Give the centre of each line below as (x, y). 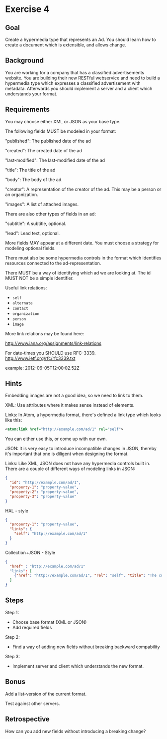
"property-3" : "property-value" (43, 496)
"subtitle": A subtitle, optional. (36, 224)
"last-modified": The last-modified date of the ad (55, 160)
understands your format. (31, 94)
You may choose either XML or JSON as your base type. (63, 121)
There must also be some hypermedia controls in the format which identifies (83, 257)
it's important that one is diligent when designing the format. (67, 454)
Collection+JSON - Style (30, 552)
